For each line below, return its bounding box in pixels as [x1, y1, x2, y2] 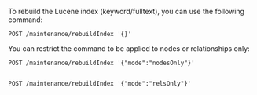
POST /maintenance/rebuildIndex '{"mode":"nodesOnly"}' [8, 59, 195, 67]
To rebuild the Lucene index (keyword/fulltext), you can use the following [8, 7, 245, 16]
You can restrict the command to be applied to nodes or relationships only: [8, 44, 250, 53]
